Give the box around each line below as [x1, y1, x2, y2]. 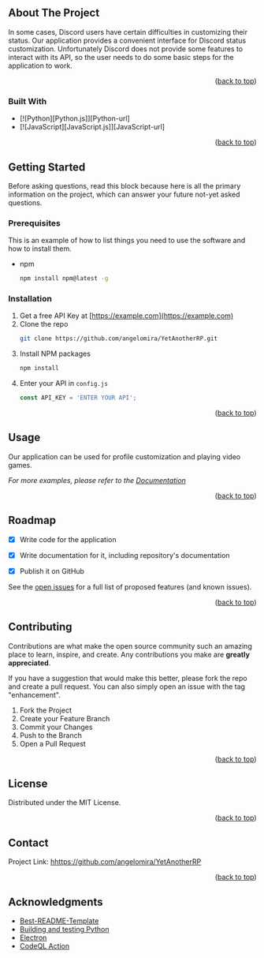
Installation [8, 294, 53, 305]
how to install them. [8, 244, 73, 253]
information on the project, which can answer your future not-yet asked [8, 189, 240, 199]
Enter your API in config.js [19, 379, 109, 388]
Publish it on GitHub [19, 566, 85, 575]
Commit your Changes [19, 722, 93, 732]
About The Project [8, 6, 100, 20]
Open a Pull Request [19, 739, 87, 748]
